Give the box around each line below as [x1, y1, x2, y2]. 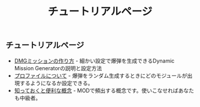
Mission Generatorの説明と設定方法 [14, 64, 102, 71]
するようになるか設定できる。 [19, 79, 93, 86]
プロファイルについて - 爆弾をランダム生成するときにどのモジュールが [14, 72, 187, 79]
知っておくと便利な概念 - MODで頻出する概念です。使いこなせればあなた [14, 87, 195, 94]
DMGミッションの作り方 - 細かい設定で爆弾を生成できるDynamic [14, 57, 175, 64]
